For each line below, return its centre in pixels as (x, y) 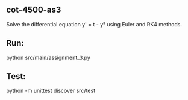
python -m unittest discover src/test (51, 91)
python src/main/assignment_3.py (48, 57)
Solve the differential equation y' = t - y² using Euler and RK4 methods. (94, 24)
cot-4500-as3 (34, 10)
